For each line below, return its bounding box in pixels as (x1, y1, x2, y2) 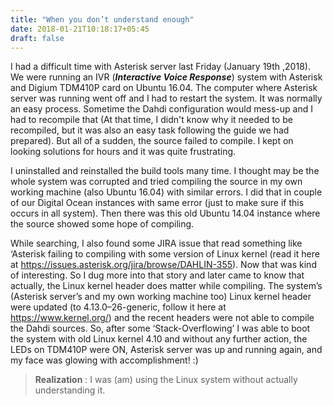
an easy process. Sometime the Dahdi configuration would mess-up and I (10, 103, 313, 115)
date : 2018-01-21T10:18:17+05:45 (10, 24, 150, 34)
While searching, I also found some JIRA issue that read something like (10, 237, 303, 250)
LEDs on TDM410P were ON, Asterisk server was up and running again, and (10, 344, 323, 356)
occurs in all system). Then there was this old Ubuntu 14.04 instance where (10, 207, 321, 220)
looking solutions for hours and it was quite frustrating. (10, 146, 237, 158)
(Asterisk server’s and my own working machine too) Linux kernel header (10, 291, 312, 303)
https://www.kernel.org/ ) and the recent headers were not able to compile (10, 312, 315, 324)
